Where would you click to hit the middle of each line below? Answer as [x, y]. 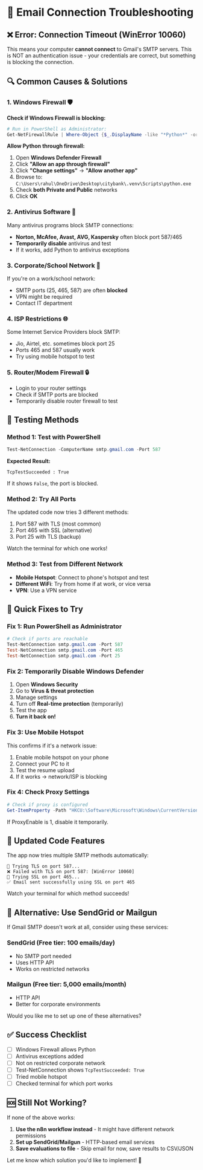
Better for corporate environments [58, 1004]
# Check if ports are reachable [47, 639]
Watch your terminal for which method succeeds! [68, 894]
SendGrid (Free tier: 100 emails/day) [61, 943]
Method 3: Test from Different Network [65, 564]
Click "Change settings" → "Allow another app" [77, 171]
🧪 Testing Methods [43, 420]
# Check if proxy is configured [47, 804]
